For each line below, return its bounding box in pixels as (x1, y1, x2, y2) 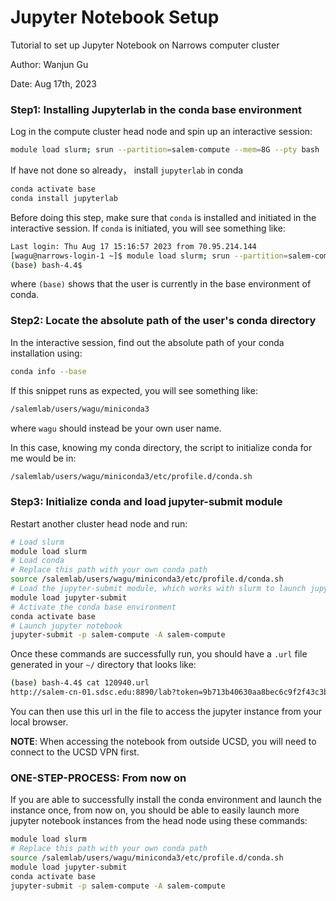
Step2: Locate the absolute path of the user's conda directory (10, 314, 317, 328)
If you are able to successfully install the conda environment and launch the (10, 794, 322, 806)
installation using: (10, 347, 83, 359)
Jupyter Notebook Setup (10, 6, 220, 29)
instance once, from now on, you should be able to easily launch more (10, 804, 300, 816)
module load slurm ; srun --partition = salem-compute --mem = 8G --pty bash (10, 145, 320, 155)
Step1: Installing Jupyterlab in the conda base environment (10, 102, 302, 116)
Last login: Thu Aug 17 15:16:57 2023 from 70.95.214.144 (10, 241, 257, 251)
